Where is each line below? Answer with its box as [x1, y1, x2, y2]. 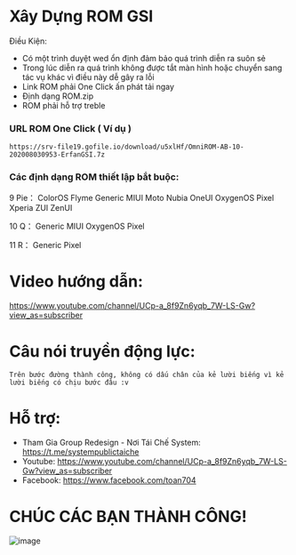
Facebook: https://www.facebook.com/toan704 [21, 475, 197, 486]
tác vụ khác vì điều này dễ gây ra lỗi [21, 71, 155, 82]
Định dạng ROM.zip [21, 91, 94, 101]
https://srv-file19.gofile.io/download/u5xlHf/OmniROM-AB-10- [9, 142, 244, 152]
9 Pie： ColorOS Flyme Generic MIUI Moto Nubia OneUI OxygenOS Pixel [9, 192, 275, 203]
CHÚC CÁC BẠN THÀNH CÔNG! [9, 506, 247, 527]
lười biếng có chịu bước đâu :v [9, 378, 129, 388]
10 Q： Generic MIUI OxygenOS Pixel [9, 221, 145, 231]
